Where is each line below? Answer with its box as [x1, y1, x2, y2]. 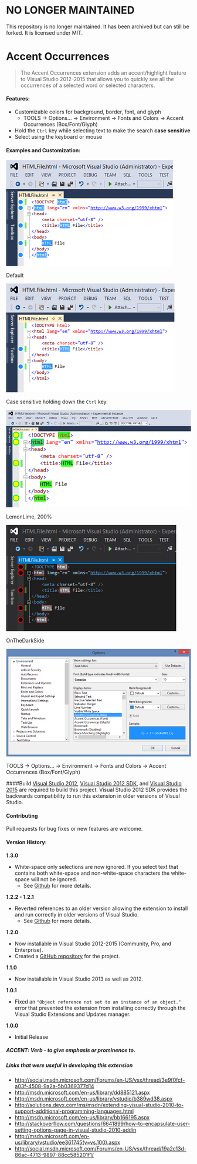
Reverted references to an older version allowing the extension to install [14, 905, 188, 912]
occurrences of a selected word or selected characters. [20, 82, 155, 89]
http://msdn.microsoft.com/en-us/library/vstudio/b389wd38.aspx [14, 1095, 173, 1102]
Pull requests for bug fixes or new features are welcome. [6, 825, 143, 832]
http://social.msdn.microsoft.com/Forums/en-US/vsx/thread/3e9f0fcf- [14, 1076, 185, 1083]
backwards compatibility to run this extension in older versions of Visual [6, 792, 180, 800]
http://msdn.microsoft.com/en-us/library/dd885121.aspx [14, 1089, 150, 1096]
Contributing [6, 812, 38, 819]
